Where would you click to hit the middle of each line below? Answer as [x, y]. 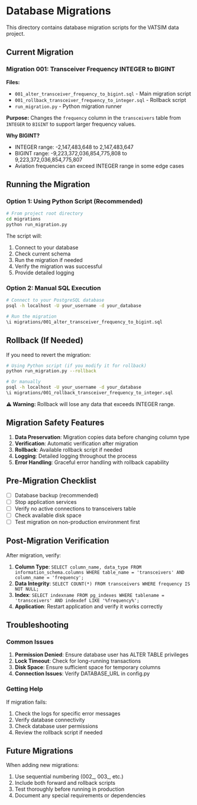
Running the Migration [48, 185]
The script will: [24, 236]
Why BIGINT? [23, 135]
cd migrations [24, 219]
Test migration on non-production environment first [77, 522]
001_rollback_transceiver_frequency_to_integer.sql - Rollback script [100, 100]
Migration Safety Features [55, 423]
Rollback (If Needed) [45, 341]
